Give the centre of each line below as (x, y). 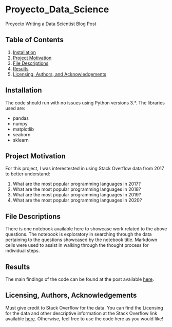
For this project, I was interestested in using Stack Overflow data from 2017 (85, 169)
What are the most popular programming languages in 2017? (77, 184)
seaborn (22, 134)
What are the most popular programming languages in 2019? (77, 195)
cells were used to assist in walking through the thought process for (77, 245)
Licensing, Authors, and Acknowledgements (60, 74)
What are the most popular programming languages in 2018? (77, 189)
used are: (15, 108)
